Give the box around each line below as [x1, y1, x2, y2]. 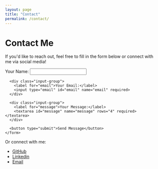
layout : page [5, 7, 32, 12]
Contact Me [5, 37, 54, 48]
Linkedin [12, 154, 30, 160]
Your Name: [5, 69, 29, 74]
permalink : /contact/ [5, 16, 49, 21]
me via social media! [5, 59, 46, 65]
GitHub [12, 148, 27, 154]
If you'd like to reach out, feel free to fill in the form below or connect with [5, 53, 154, 59]
